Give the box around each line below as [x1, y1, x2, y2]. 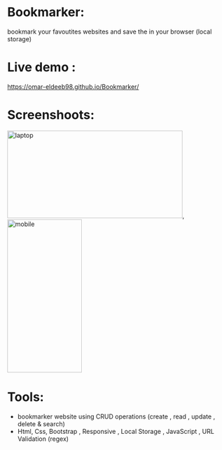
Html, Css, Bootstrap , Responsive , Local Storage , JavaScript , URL [17, 427, 215, 435]
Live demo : [7, 59, 76, 76]
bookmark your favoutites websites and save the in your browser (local [7, 27, 212, 36]
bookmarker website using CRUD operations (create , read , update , [17, 412, 216, 421]
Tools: [7, 389, 44, 405]
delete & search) [17, 419, 65, 428]
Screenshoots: [7, 107, 95, 123]
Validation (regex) [17, 435, 69, 443]
